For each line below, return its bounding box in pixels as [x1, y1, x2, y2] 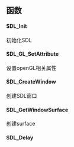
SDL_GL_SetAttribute [6, 50, 59, 57]
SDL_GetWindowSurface [6, 106, 69, 113]
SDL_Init [6, 23, 27, 30]
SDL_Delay [6, 134, 34, 141]
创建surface [6, 120, 36, 127]
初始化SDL [6, 36, 33, 43]
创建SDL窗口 [6, 92, 37, 99]
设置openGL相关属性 [6, 64, 57, 71]
